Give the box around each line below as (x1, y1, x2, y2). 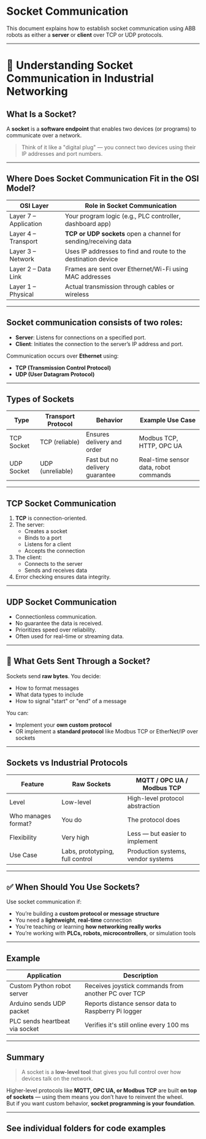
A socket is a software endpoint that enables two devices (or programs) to (6, 125, 197, 133)
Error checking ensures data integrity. (15, 573, 111, 581)
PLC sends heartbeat (9, 1017, 71, 1025)
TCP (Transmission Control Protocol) (15, 364, 112, 371)
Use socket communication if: (6, 898, 82, 906)
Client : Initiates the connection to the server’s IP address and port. (15, 340, 183, 347)
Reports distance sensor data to (85, 999, 177, 1008)
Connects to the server (24, 560, 83, 568)
